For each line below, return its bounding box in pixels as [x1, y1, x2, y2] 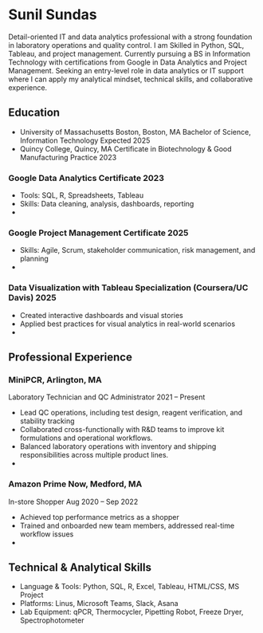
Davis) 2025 [8, 293, 57, 304]
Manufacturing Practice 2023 [19, 152, 117, 162]
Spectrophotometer [19, 615, 84, 625]
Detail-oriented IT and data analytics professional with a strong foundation [8, 32, 253, 41]
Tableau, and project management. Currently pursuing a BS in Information [8, 49, 251, 58]
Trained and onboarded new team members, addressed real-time [19, 521, 235, 530]
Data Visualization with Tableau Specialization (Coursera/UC [8, 282, 249, 293]
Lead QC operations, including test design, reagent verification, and [19, 408, 243, 418]
